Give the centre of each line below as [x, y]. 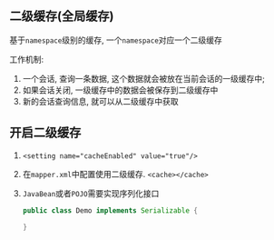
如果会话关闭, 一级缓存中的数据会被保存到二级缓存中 [120, 90]
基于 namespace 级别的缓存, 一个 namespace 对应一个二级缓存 [116, 40]
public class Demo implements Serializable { [110, 210]
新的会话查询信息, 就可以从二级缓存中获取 [100, 101]
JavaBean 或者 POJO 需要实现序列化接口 [91, 193]
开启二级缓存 [45, 133]
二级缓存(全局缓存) [62, 16]
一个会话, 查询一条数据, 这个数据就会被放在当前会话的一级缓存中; [143, 78]
